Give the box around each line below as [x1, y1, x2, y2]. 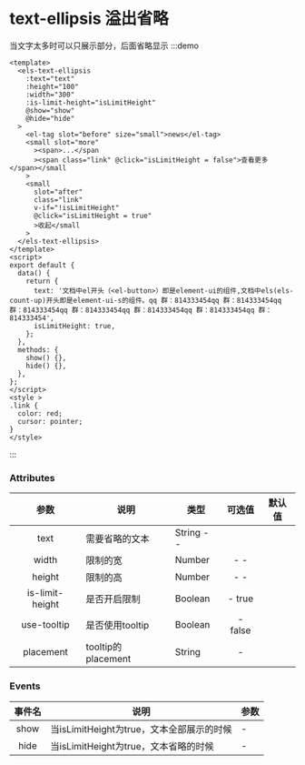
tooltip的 [85, 640, 123, 653]
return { [25, 277, 59, 286]
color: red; [17, 408, 64, 418]
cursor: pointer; [17, 417, 84, 426]
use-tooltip [21, 619, 70, 631]
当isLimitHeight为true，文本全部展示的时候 [50, 722, 233, 735]
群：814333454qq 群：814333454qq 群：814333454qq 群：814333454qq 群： [9, 306, 272, 315]
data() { [17, 268, 51, 277]
